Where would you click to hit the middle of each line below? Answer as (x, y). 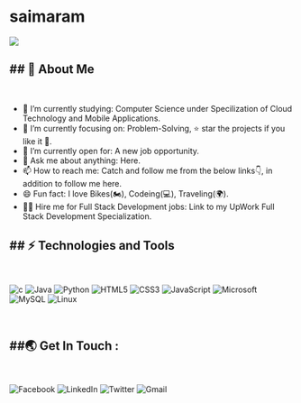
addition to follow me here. (72, 183)
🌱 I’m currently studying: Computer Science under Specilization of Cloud (157, 108)
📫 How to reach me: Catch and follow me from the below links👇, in (147, 170)
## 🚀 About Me (52, 69)
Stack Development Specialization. (87, 216)
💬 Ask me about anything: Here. (82, 160)
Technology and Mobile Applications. (91, 118)
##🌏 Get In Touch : (64, 346)
